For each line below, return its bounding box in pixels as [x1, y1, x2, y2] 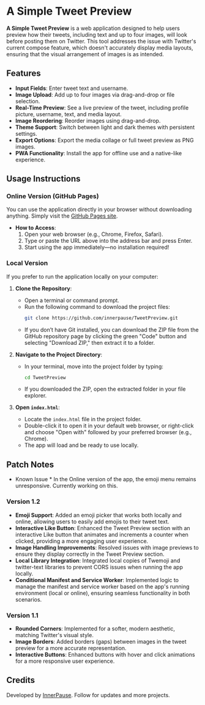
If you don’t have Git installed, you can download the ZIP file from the [24, 326, 199, 333]
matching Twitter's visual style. [15, 631, 94, 638]
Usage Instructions [6, 174, 81, 184]
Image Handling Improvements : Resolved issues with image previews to [15, 544, 199, 551]
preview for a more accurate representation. [15, 644, 127, 652]
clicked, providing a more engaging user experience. [15, 537, 149, 545]
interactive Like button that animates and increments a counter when [15, 531, 188, 538]
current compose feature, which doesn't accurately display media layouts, [6, 44, 193, 51]
